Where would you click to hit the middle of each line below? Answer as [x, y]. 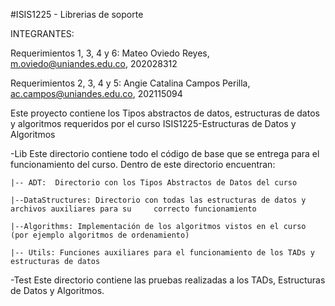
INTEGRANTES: [42, 33]
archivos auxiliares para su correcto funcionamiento [133, 209]
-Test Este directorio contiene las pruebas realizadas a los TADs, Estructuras [168, 280]
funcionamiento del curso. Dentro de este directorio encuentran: [143, 164]
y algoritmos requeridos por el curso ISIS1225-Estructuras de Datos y [153, 123]
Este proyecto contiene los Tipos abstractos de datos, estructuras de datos [165, 113]
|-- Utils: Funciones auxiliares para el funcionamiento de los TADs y [162, 253]
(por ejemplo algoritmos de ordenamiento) [100, 235]
